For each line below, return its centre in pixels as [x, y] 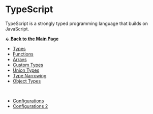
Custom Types [28, 65]
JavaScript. [17, 28]
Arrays [20, 59]
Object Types [27, 81]
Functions [23, 54]
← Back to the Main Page [32, 39]
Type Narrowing [29, 75]
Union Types [26, 70]
